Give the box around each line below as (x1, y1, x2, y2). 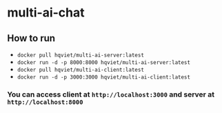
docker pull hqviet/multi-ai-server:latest (17, 52, 145, 59)
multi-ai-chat (7, 5, 85, 21)
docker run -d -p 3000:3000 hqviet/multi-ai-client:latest (17, 74, 191, 81)
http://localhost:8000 (7, 98, 83, 106)
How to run (7, 32, 56, 44)
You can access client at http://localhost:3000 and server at (7, 90, 215, 99)
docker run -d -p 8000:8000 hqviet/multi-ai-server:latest (17, 59, 191, 66)
